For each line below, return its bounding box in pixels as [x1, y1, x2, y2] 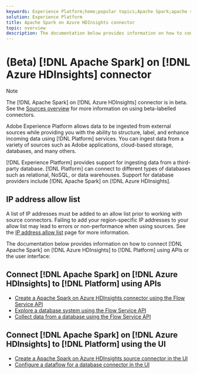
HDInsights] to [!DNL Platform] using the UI [6, 339, 166, 349]
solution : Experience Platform [6, 14, 83, 20]
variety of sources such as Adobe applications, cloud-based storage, [6, 141, 174, 148]
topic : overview [6, 25, 46, 31]
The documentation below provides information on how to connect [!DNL [6, 240, 183, 247]
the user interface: [6, 253, 51, 260]
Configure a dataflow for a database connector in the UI [14, 361, 150, 368]
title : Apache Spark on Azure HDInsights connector [6, 19, 135, 25]
